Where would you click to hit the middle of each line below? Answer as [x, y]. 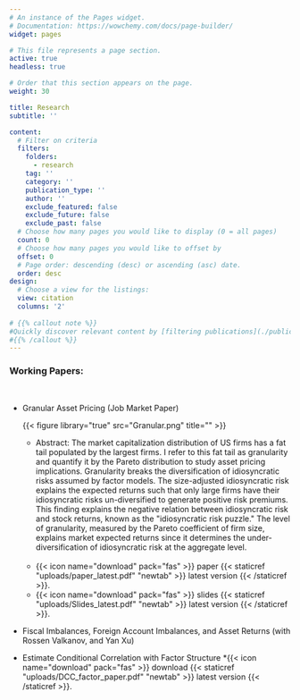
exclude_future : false [67, 215]
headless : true [37, 67]
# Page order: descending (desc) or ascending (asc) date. [129, 265]
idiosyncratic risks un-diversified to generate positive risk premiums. [162, 499]
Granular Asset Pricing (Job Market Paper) [100, 408]
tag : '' [39, 173]
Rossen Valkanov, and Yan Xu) [78, 640]
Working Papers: [46, 371]
